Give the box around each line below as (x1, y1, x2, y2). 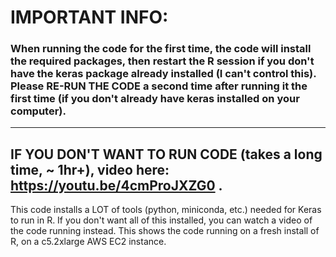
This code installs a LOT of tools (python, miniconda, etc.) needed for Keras (10, 204, 322, 216)
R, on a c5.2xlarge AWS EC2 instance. (10, 236, 167, 248)
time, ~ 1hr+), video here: (10, 161, 170, 178)
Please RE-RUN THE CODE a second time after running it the (10, 79, 308, 93)
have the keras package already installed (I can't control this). (10, 67, 317, 81)
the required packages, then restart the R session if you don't (10, 54, 315, 68)
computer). (10, 104, 67, 118)
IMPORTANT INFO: (10, 6, 169, 29)
